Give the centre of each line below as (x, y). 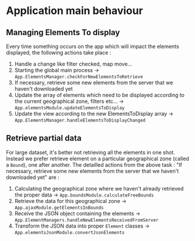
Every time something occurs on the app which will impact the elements (93, 46)
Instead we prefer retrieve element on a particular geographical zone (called (98, 159)
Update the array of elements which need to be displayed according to (100, 95)
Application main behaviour (74, 11)
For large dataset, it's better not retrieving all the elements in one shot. (90, 152)
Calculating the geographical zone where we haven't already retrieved (99, 188)
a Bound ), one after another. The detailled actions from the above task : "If (94, 164)
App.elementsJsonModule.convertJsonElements (69, 232)
